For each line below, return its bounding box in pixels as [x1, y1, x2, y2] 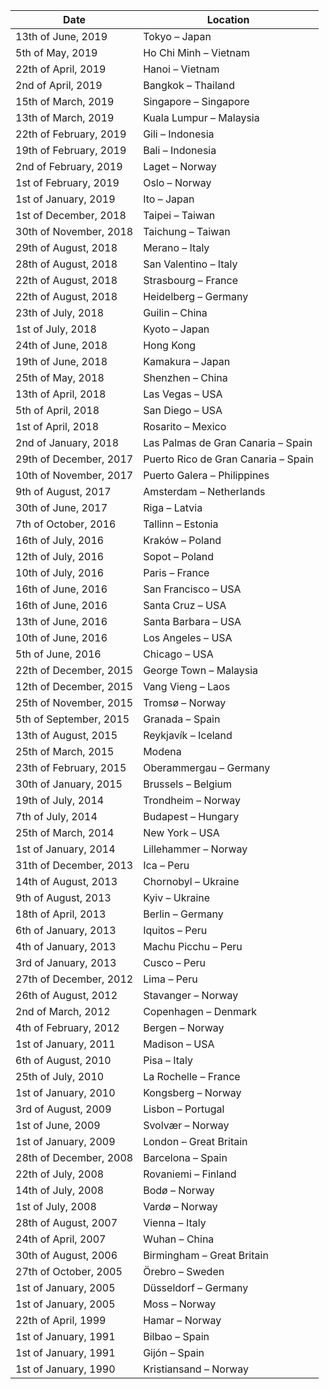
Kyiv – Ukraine [143, 891, 211, 904]
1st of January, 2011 [15, 1037, 116, 1051]
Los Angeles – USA [143, 631, 233, 644]
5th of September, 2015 [15, 712, 130, 726]
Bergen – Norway [143, 1021, 225, 1034]
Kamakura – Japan [143, 355, 231, 368]
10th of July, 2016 [15, 566, 105, 579]
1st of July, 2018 [15, 322, 97, 336]
